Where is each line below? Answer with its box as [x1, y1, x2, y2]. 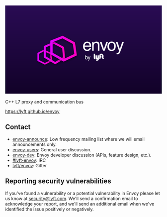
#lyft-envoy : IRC [12, 157, 46, 163]
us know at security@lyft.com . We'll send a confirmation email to [5, 195, 138, 202]
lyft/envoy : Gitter [12, 162, 47, 168]
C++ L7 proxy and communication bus [5, 99, 83, 105]
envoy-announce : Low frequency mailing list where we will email [12, 136, 145, 142]
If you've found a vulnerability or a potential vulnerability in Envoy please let [5, 190, 160, 196]
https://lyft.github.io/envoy [5, 108, 60, 114]
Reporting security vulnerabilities [5, 177, 111, 186]
